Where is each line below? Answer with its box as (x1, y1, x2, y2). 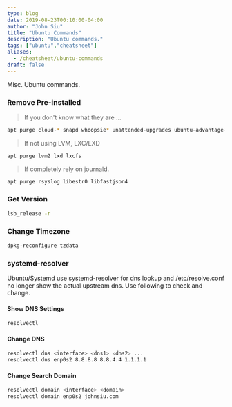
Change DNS (7, 335, 45, 343)
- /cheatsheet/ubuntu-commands (13, 55, 104, 62)
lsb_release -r (7, 210, 51, 217)
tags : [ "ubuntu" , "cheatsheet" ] (7, 42, 97, 49)
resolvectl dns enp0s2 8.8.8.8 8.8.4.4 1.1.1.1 (7, 357, 147, 364)
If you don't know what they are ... (23, 113, 122, 121)
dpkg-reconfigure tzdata (7, 242, 79, 249)
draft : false (7, 61, 45, 68)
